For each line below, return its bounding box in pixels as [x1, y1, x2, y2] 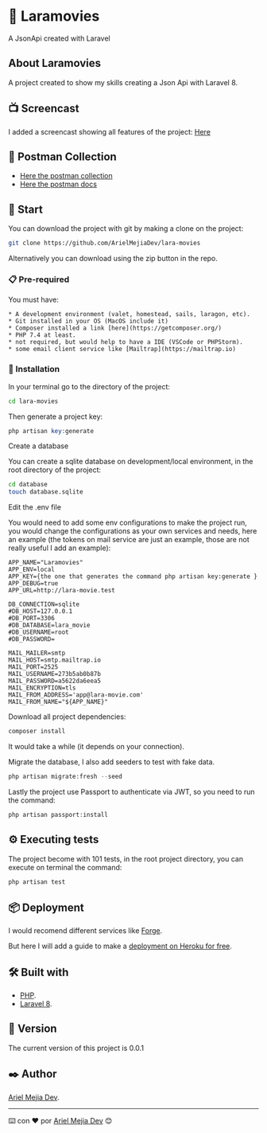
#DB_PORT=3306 [8, 615, 56, 623]
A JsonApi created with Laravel [8, 33, 111, 43]
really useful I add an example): [8, 543, 111, 553]
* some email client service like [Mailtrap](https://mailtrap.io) [8, 346, 237, 354]
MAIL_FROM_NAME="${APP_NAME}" [8, 698, 109, 706]
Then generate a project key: [8, 412, 103, 421]
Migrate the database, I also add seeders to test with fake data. [8, 757, 215, 767]
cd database [8, 481, 48, 489]
